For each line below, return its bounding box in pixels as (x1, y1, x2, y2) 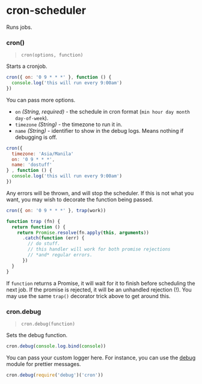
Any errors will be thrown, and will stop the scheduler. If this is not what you (6, 189, 194, 197)
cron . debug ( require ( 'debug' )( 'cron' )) (6, 372, 103, 378)
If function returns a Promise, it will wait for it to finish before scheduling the (6, 279, 195, 287)
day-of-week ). (14, 114, 49, 121)
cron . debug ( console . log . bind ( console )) (6, 343, 106, 349)
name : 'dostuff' (11, 162, 52, 168)
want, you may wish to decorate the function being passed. (6, 196, 153, 203)
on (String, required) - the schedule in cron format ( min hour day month (14, 108, 191, 115)
